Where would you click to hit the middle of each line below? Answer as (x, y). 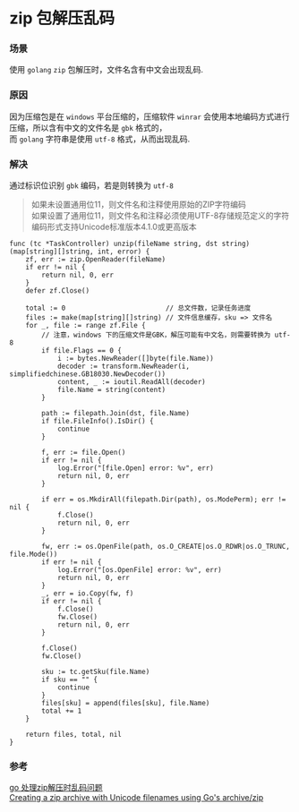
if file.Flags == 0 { (82, 351)
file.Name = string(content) (111, 390)
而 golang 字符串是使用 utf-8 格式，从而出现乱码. (100, 139)
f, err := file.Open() (84, 453)
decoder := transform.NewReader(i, (124, 367)
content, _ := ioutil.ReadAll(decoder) (131, 382)
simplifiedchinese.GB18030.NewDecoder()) (88, 374)
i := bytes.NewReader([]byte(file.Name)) (136, 359)
